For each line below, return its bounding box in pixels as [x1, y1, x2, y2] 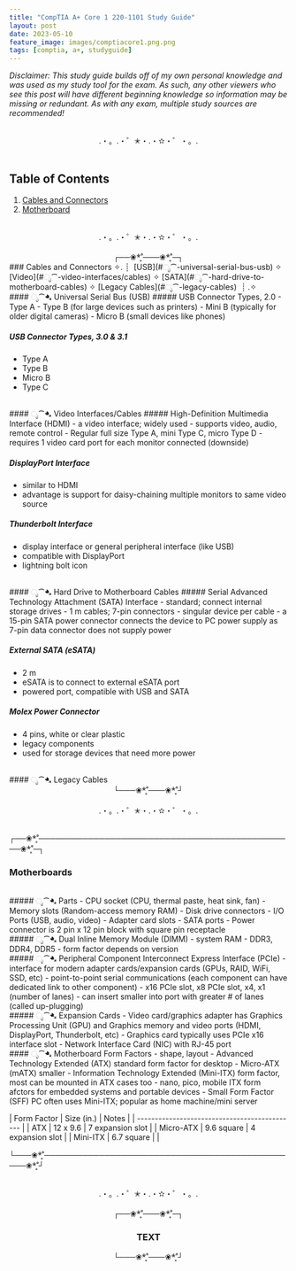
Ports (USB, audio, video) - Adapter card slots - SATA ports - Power [9, 915, 255, 926]
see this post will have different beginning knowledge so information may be [9, 89, 288, 100]
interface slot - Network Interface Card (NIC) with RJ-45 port [9, 1039, 231, 1050]
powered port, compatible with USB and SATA [21, 686, 190, 696]
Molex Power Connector [9, 706, 100, 717]
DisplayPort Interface [9, 457, 91, 468]
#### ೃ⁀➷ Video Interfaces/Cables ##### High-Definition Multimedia [9, 408, 269, 419]
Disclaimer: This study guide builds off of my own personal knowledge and [9, 70, 283, 81]
